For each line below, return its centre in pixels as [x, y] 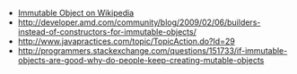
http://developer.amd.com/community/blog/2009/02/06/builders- [139, 22]
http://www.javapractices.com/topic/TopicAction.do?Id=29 [126, 41]
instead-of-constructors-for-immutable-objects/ [107, 32]
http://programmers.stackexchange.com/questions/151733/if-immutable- [153, 51]
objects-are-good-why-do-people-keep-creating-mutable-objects [141, 60]
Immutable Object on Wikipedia [76, 13]
